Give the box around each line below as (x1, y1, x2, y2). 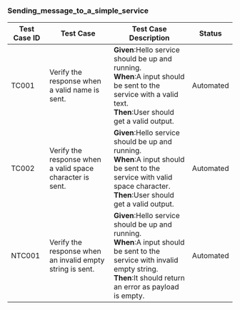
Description (129, 33, 170, 43)
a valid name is (49, 85, 100, 95)
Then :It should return (114, 273, 186, 283)
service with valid (114, 172, 173, 182)
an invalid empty (49, 255, 105, 265)
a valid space (49, 163, 94, 173)
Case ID (13, 33, 41, 43)
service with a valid (114, 90, 179, 100)
